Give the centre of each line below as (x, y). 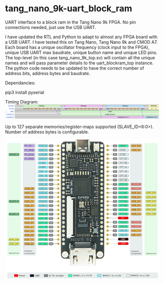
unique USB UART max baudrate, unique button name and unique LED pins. (81, 52)
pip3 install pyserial (25, 92)
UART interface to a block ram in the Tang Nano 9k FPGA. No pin (70, 22)
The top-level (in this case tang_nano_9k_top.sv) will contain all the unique (80, 57)
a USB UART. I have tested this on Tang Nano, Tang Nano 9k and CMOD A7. (82, 42)
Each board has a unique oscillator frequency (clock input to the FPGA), (77, 47)
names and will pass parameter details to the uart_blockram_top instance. (79, 63)
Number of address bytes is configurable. (47, 132)
